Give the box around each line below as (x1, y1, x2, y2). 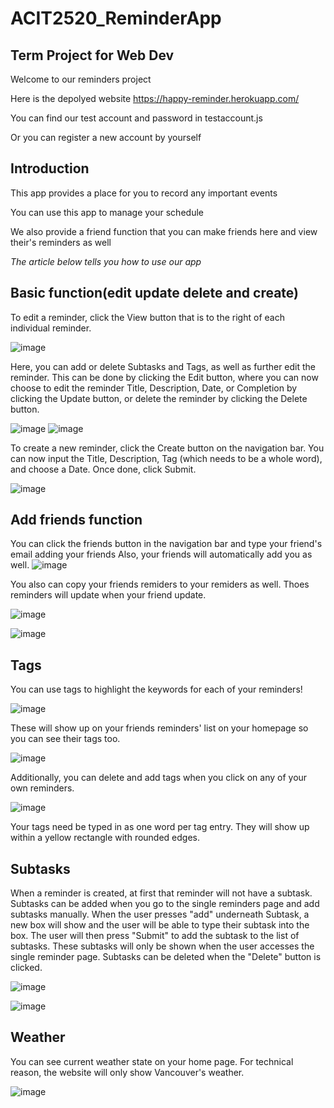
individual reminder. (10, 322, 92, 334)
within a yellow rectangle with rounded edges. (10, 832, 201, 844)
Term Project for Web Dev (10, 47, 175, 64)
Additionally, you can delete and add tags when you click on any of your (10, 772, 308, 784)
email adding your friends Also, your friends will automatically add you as (10, 548, 313, 561)
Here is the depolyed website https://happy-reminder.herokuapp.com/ (10, 93, 300, 104)
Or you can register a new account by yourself (10, 132, 202, 143)
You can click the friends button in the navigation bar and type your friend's (10, 538, 323, 550)
